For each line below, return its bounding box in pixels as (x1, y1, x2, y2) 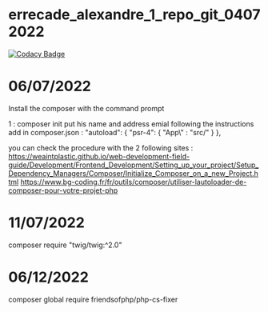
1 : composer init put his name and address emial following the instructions (8, 118, 254, 129)
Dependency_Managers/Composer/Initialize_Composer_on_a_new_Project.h (8, 168, 258, 178)
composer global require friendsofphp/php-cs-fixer (8, 294, 178, 304)
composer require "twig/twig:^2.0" (8, 240, 122, 250)
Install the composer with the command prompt (8, 103, 165, 113)
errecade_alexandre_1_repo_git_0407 (8, 6, 261, 24)
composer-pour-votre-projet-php (8, 186, 118, 195)
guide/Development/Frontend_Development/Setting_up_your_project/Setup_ (8, 160, 259, 170)
